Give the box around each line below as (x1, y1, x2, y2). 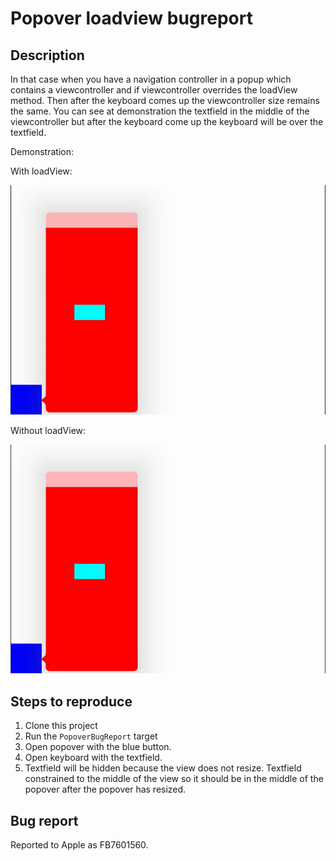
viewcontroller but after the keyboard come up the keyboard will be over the (10, 116, 324, 127)
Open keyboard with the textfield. (24, 752, 163, 764)
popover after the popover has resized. (24, 783, 187, 796)
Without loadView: (10, 424, 87, 436)
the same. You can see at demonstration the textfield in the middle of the (10, 105, 310, 117)
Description (10, 47, 85, 64)
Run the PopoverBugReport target (24, 730, 158, 742)
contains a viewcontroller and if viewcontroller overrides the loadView (10, 84, 298, 96)
